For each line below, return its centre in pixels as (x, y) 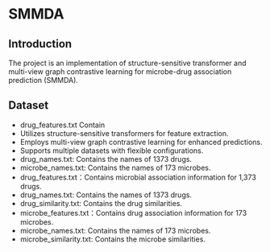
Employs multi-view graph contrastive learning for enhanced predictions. (141, 142)
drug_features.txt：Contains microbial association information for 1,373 (138, 177)
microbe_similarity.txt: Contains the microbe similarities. (112, 239)
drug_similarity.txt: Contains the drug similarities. (101, 203)
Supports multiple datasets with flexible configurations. (112, 151)
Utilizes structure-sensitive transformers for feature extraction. (124, 133)
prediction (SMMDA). (44, 80)
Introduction (40, 44)
